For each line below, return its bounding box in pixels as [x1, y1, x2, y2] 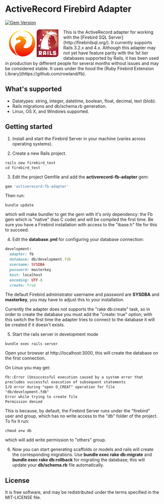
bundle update [5, 203, 34, 208]
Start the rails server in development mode [12, 332, 99, 337]
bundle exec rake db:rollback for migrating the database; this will [12, 457, 145, 463]
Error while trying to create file [5, 394, 78, 400]
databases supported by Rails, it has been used [63, 55, 159, 61]
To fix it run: [5, 418, 29, 424]
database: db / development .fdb [9, 257, 71, 262]
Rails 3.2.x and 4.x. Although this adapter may [63, 45, 156, 50]
